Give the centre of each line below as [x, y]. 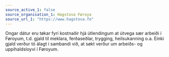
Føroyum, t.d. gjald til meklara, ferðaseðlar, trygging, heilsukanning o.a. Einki [85, 38]
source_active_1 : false [30, 10]
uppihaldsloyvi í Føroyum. [32, 49]
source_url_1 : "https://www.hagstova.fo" [50, 19]
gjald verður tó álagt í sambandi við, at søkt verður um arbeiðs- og [74, 44]
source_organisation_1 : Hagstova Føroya [49, 14]
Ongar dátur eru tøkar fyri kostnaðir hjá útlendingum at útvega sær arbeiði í [83, 33]
